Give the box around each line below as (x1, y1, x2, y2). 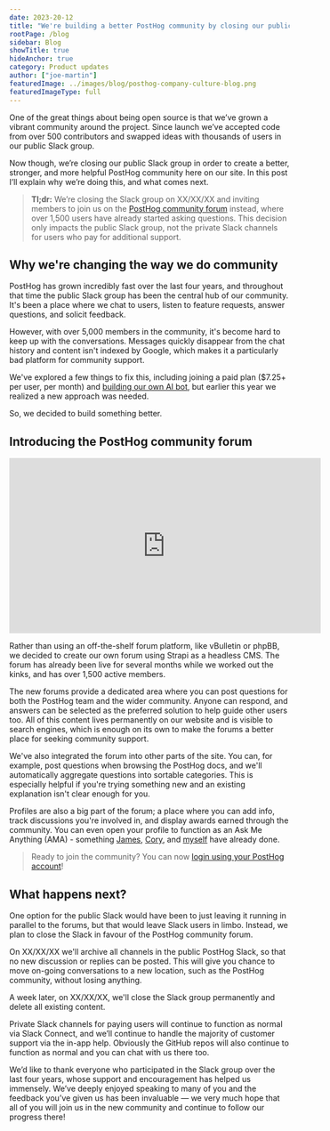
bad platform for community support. (9, 355, 145, 366)
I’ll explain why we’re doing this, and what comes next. (9, 176, 209, 187)
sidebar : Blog (9, 37, 62, 47)
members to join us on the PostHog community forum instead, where (30, 203, 285, 214)
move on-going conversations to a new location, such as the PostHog (9, 965, 265, 975)
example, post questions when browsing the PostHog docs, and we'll (9, 760, 262, 771)
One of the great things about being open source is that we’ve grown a (9, 112, 269, 123)
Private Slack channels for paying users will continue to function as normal (9, 1018, 283, 1029)
